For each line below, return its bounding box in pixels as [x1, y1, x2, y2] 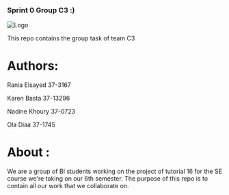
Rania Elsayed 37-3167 [7, 81, 72, 89]
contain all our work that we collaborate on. [7, 182, 129, 190]
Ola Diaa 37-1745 [7, 120, 56, 129]
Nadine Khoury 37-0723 [7, 107, 76, 116]
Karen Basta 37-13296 [7, 94, 70, 103]
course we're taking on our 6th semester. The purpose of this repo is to [7, 174, 208, 183]
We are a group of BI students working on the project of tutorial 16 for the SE [7, 167, 223, 176]
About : [7, 144, 50, 160]
